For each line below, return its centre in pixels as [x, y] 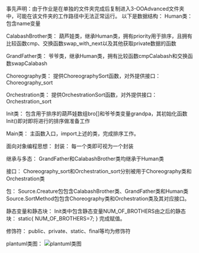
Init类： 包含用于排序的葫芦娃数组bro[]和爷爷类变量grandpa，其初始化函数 [97, 113]
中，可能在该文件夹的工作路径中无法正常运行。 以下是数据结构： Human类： [99, 16]
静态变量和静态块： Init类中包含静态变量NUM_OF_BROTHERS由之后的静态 [96, 211]
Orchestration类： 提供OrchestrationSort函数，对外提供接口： [82, 95]
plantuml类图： [25, 244]
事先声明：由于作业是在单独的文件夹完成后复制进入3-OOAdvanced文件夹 [95, 9]
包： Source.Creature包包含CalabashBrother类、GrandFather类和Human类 [97, 191]
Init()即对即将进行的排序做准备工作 [48, 121]
